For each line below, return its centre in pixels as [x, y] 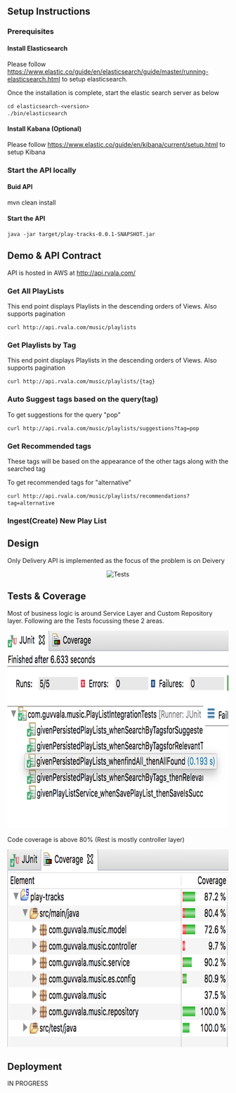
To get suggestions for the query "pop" [64, 415]
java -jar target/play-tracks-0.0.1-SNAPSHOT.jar [81, 235]
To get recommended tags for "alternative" [70, 483]
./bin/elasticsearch [38, 113]
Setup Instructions [49, 12]
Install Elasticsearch [38, 48]
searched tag [26, 469]
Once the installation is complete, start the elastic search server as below [113, 92]
